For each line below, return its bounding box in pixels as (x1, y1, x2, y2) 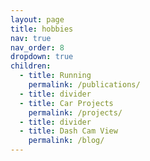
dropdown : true (10, 52, 74, 62)
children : (10, 61, 52, 71)
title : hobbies (10, 24, 74, 34)
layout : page (10, 14, 65, 25)
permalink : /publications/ (28, 80, 141, 90)
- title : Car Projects (19, 98, 114, 108)
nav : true (10, 33, 52, 43)
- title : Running (19, 71, 92, 81)
